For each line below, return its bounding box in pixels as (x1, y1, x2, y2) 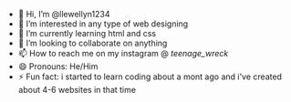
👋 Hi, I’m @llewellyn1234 (17, 9, 110, 19)
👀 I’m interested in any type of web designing (17, 18, 189, 29)
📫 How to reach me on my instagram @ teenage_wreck (17, 48, 229, 58)
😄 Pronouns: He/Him (17, 61, 99, 72)
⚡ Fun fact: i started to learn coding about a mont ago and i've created (17, 71, 283, 82)
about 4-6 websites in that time (17, 85, 137, 95)
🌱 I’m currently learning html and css (17, 28, 157, 38)
